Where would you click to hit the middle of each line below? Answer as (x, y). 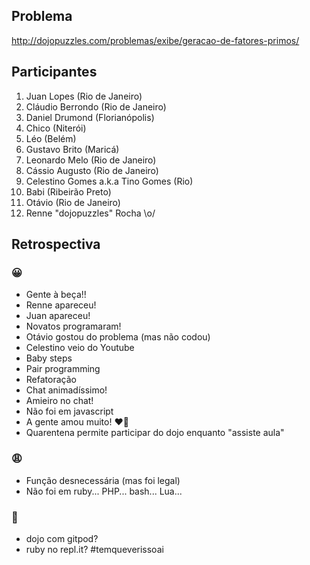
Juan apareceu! (58, 316)
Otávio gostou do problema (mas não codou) (118, 337)
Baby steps (49, 358)
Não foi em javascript (69, 411)
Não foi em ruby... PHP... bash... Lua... (104, 491)
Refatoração (51, 380)
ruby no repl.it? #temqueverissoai (94, 549)
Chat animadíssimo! (66, 390)
